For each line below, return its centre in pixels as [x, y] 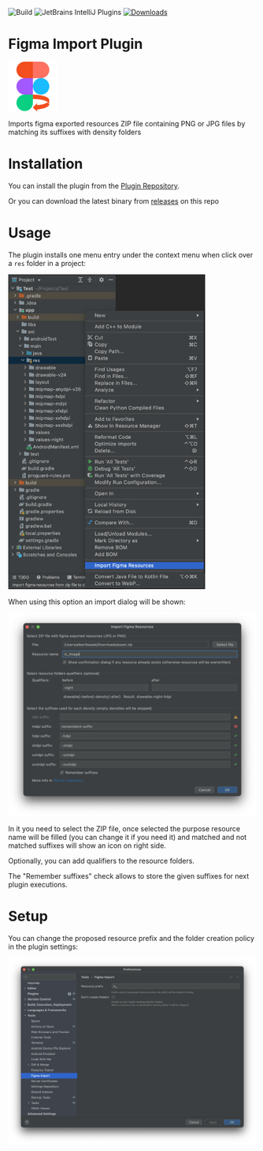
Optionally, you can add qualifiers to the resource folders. [102, 861]
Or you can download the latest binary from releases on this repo [113, 201]
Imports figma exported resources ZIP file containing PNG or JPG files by [127, 123]
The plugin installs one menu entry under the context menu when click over [131, 255]
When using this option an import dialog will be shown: [97, 602]
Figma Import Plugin [76, 44]
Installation [46, 164]
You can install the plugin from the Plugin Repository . [94, 186]
